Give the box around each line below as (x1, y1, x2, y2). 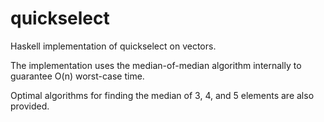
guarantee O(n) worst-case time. (10, 70, 145, 82)
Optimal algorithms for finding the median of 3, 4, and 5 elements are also (10, 89, 315, 101)
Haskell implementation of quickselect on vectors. (10, 40, 217, 52)
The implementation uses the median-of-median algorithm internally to (10, 59, 302, 71)
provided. (10, 100, 50, 112)
